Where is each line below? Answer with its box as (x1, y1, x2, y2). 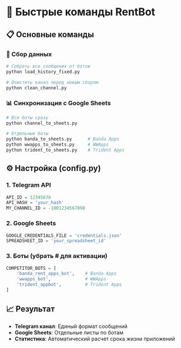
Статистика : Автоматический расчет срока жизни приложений (14, 335, 175, 342)
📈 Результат (6, 304, 55, 314)
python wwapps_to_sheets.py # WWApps (6, 142, 109, 148)
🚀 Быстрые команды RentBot (6, 5, 156, 19)
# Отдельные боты (6, 130, 49, 137)
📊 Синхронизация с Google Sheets (6, 99, 111, 108)
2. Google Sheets (6, 219, 56, 227)
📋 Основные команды (6, 29, 94, 39)
